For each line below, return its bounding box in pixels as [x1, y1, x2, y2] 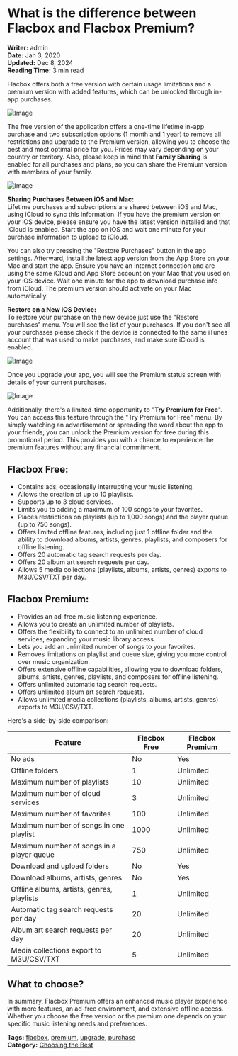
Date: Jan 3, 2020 [7, 51, 61, 60]
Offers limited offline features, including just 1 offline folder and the [17, 527, 212, 536]
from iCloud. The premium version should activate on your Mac [7, 283, 192, 292]
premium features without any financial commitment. [7, 443, 161, 451]
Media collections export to [11, 945, 102, 955]
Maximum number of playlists [11, 777, 110, 787]
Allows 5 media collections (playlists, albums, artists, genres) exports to [17, 565, 227, 573]
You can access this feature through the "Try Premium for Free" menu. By [7, 412, 222, 421]
